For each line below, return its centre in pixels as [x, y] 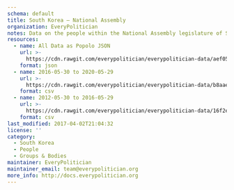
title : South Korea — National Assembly [67, 20]
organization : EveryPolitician [53, 26]
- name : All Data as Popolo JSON [62, 46]
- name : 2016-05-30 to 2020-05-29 [63, 72]
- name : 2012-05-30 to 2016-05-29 [63, 98]
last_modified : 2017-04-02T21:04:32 [60, 124]
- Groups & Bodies [40, 156]
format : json [39, 65]
